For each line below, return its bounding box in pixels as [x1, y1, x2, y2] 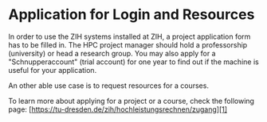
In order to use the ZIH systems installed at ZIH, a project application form [8, 32, 251, 41]
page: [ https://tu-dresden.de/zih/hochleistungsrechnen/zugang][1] [8, 105, 228, 114]
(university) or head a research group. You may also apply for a [8, 48, 217, 58]
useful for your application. [8, 65, 97, 74]
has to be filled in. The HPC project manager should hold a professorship [8, 40, 248, 49]
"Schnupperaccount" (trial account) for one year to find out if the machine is [8, 57, 259, 67]
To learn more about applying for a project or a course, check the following [8, 96, 255, 105]
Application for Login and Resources [8, 6, 255, 24]
